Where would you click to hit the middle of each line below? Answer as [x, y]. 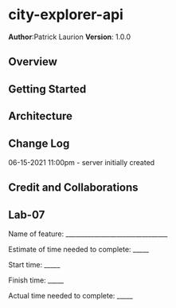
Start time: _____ [34, 265]
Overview [33, 62]
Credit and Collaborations [73, 188]
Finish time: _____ [36, 280]
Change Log [39, 143]
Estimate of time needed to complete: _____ [79, 250]
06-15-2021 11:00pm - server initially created [82, 162]
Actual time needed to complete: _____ [70, 296]
